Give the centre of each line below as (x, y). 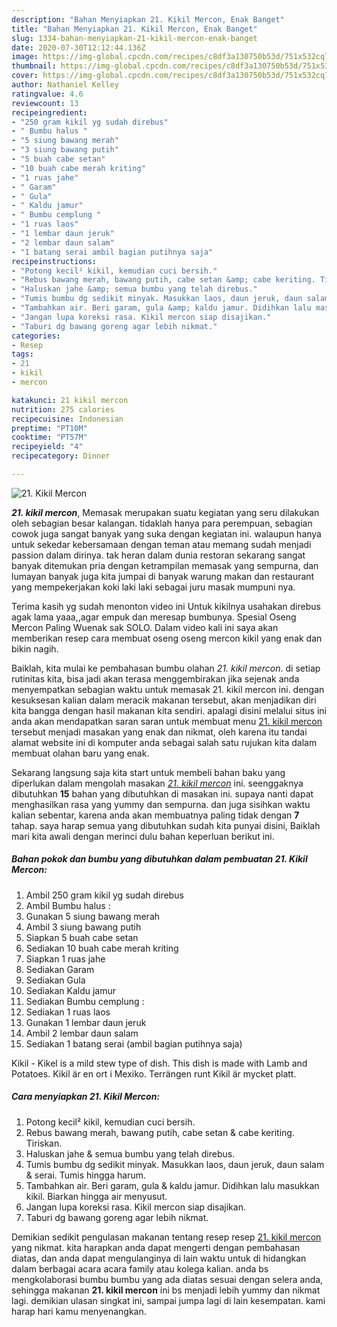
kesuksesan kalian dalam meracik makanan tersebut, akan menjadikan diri (164, 700)
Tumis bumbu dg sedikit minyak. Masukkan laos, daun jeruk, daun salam (175, 1164)
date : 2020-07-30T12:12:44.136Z (78, 47)
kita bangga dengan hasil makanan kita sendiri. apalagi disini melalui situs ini (169, 710)
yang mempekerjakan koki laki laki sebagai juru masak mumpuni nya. (153, 587)
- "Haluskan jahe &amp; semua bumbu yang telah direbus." (134, 289)
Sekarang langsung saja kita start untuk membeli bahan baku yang (148, 772)
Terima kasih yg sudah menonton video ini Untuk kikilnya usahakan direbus (166, 606)
